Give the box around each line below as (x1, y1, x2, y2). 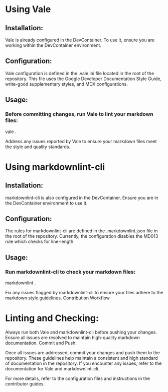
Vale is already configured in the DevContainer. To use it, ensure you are (5, 37, 155, 43)
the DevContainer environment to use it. (5, 200, 88, 206)
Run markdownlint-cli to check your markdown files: (5, 268, 136, 275)
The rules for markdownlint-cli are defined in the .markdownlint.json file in (5, 228, 158, 234)
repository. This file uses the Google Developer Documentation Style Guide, (5, 76, 162, 82)
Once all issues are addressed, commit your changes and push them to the (5, 349, 160, 356)
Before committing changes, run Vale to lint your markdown (5, 111, 154, 118)
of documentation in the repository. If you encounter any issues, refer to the (5, 360, 162, 366)
